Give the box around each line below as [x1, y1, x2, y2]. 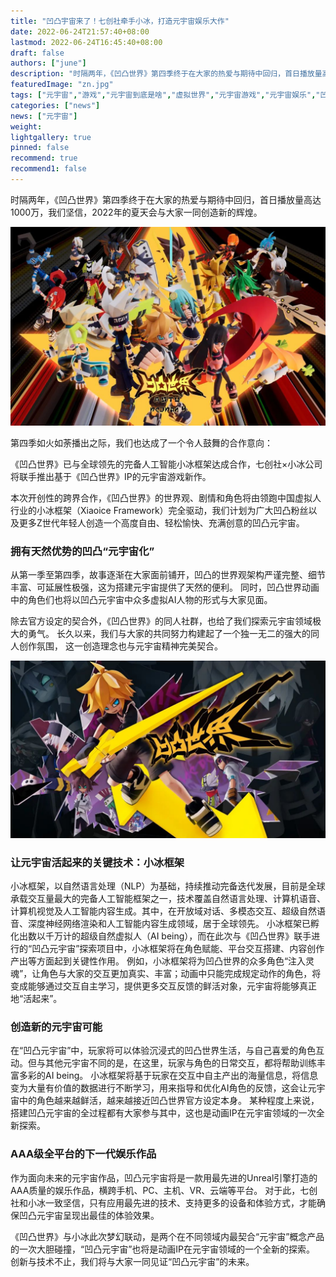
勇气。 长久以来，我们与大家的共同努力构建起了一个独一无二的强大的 [27, 628, 311, 640]
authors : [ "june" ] [10, 58, 87, 69]
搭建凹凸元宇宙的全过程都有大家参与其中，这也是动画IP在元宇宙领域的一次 [10, 1107, 317, 1119]
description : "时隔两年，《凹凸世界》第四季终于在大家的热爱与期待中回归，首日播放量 [10, 69, 323, 79]
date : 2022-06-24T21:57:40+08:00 [10, 26, 150, 37]
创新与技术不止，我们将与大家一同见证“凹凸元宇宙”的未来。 [10, 1255, 255, 1267]
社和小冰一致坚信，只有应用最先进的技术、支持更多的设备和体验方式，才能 [10, 1196, 317, 1209]
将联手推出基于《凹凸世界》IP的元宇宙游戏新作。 [10, 470, 212, 482]
